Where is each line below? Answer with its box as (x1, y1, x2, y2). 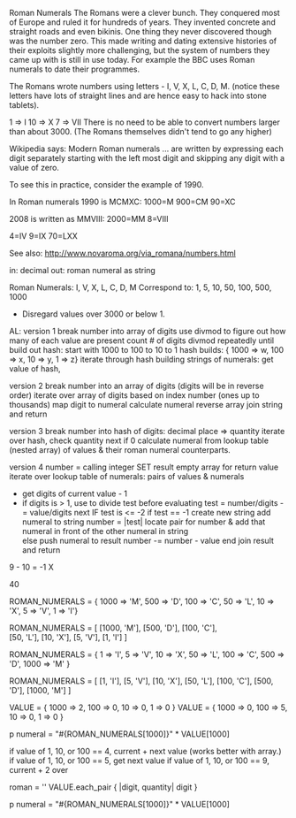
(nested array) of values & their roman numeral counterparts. (9, 445, 231, 455)
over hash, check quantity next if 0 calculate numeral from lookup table (9, 435, 269, 446)
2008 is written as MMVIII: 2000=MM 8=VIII (9, 214, 169, 224)
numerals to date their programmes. (9, 64, 140, 74)
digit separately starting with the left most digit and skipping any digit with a (9, 153, 285, 163)
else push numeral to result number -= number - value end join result (21, 535, 274, 546)
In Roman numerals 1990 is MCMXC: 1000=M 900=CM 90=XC (9, 196, 236, 207)
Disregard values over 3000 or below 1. (21, 309, 165, 319)
